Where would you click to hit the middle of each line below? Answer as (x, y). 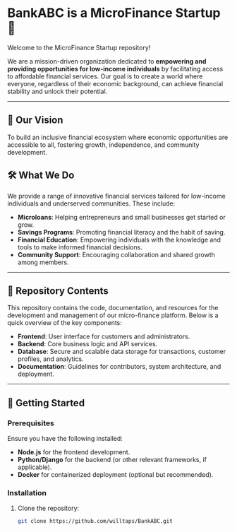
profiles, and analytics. (50, 359)
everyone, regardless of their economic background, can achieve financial (115, 83)
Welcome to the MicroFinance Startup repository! (79, 47)
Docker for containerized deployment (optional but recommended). (115, 475)
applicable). (35, 467)
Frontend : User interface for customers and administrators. (104, 336)
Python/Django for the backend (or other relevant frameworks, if (112, 460)
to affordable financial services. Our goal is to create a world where (105, 76)
